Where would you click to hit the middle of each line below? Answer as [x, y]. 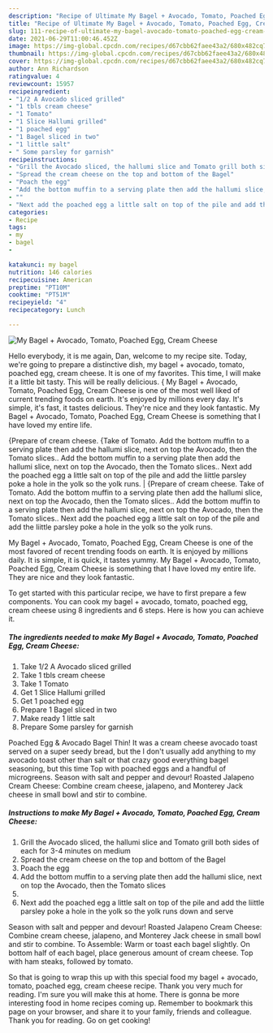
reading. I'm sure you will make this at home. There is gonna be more [124, 994]
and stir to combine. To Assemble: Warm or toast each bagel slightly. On [129, 944]
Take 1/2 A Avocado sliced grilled [76, 666]
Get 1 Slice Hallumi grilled [63, 692]
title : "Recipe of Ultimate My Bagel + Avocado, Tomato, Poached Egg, [130, 24]
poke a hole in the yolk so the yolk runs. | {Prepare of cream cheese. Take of [136, 483]
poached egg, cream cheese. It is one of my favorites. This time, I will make [135, 373]
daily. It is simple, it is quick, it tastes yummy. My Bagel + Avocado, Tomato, [135, 560]
